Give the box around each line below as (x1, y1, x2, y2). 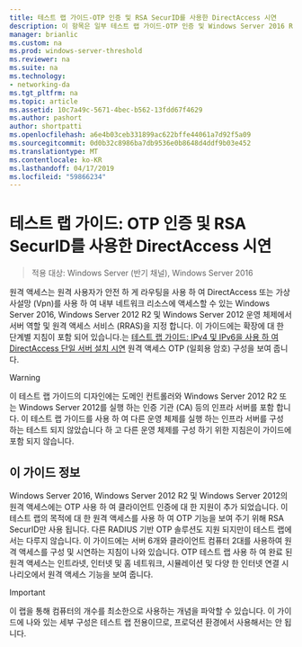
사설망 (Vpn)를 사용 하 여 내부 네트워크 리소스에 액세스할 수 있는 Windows (9, 298, 271, 309)
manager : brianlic (9, 30, 78, 39)
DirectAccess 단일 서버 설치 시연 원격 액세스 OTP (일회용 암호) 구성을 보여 (9, 343, 271, 354)
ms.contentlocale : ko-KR (9, 155, 102, 165)
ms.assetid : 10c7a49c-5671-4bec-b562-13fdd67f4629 (9, 105, 203, 114)
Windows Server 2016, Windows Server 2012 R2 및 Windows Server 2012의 (9, 490, 289, 500)
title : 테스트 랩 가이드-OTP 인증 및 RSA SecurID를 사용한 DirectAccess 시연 (9, 13, 277, 22)
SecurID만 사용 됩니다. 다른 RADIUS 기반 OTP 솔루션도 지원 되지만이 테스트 (9, 524, 276, 535)
